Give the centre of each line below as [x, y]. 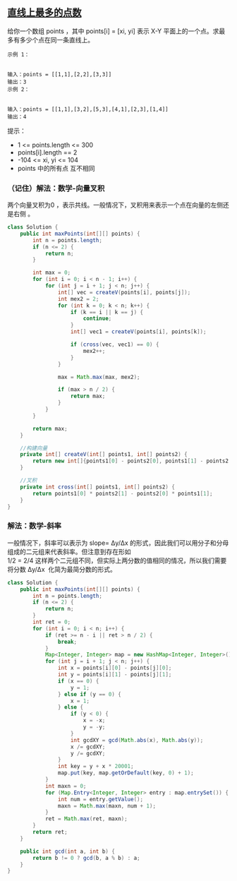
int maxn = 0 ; [66, 786]
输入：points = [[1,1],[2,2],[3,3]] [60, 74]
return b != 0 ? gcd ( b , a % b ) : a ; [86, 858]
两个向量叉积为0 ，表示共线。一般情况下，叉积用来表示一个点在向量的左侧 [115, 205]
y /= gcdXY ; [88, 753]
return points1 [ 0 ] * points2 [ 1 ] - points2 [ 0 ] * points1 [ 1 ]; [123, 493]
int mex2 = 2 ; [78, 299]
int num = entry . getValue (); [100, 799]
